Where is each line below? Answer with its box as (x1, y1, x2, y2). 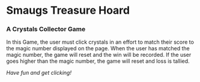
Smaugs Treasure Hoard (6, 4, 130, 17)
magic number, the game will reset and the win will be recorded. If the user (6, 51, 192, 59)
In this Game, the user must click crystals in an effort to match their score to (6, 38, 194, 45)
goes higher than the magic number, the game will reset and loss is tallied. (6, 57, 190, 65)
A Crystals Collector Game (6, 25, 86, 34)
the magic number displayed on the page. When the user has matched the (6, 45, 190, 52)
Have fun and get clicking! (6, 69, 72, 77)
